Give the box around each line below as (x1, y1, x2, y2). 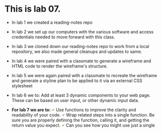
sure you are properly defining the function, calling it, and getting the (11, 117, 150, 123)
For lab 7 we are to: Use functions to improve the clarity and (11, 107, 136, 113)
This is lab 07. (4, 3, 61, 15)
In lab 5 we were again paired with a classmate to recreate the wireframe (11, 72, 157, 78)
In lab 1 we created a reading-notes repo (11, 19, 93, 25)
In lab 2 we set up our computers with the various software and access (11, 29, 154, 34)
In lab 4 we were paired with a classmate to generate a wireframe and (11, 58, 151, 64)
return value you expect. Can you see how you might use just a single (11, 122, 155, 128)
